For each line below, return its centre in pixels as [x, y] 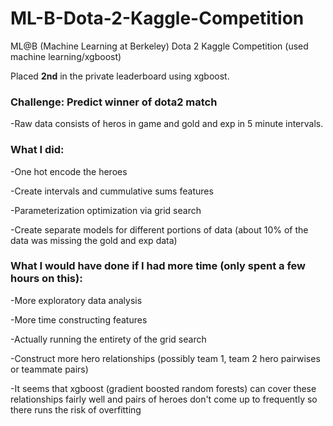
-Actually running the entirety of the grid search [108, 339]
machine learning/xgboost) [66, 56]
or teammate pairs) [49, 369]
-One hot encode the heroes [69, 171]
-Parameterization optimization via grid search [106, 210]
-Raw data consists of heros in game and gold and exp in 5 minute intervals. [167, 124]
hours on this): [46, 279]
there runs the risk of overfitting [76, 409]
